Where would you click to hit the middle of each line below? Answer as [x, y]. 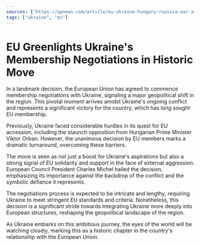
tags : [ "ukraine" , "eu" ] [37, 17]
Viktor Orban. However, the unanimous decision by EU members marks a [96, 139]
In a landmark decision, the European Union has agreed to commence [92, 89]
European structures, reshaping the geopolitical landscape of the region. [96, 212]
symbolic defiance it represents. [46, 182]
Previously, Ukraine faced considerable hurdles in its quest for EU [87, 126]
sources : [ [20, 12]
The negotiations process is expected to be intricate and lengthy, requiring [98, 194]
